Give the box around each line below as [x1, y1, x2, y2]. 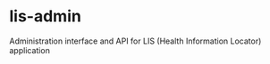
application [9, 44, 51, 55]
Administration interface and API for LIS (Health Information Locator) [9, 36, 262, 46]
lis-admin [9, 6, 82, 27]
